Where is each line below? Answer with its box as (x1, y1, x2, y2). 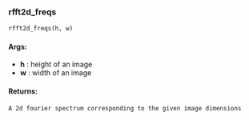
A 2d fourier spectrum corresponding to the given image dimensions (8, 104, 242, 112)
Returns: (8, 86, 38, 96)
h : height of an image (19, 59, 93, 70)
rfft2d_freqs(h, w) (8, 25, 74, 33)
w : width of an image (19, 68, 92, 78)
